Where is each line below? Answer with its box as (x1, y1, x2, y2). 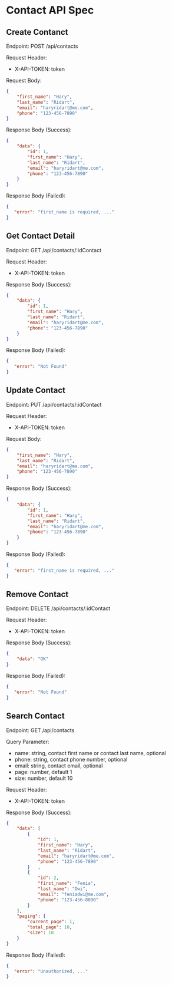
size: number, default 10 (14, 775, 73, 782)
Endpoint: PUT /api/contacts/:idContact (6, 401, 102, 408)
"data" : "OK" (16, 656, 49, 662)
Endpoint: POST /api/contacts (6, 42, 78, 50)
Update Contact (6, 386, 66, 396)
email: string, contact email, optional (14, 762, 103, 769)
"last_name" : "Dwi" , (37, 886, 88, 892)
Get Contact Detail (6, 231, 75, 241)
